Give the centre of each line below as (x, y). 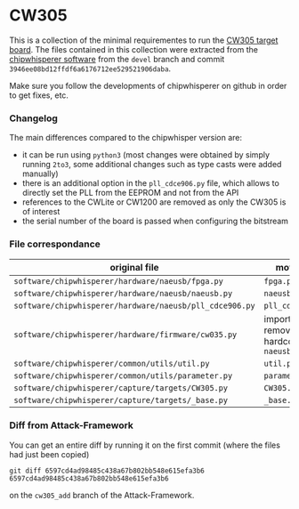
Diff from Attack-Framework (71, 425)
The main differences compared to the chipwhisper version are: (126, 138)
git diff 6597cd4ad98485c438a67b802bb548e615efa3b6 (107, 471)
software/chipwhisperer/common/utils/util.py (112, 363)
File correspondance (55, 244)
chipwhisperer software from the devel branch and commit (117, 59)
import (278, 319)
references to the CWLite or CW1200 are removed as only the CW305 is (154, 202)
